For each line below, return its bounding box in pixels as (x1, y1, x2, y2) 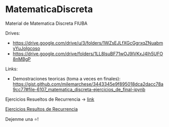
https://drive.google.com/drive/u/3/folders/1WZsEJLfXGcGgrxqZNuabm (12, 39, 163, 46)
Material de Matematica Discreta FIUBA (5, 20, 88, 26)
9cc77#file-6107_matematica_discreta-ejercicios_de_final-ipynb (12, 86, 146, 92)
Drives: (5, 30, 20, 36)
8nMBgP (12, 56, 31, 62)
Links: (5, 66, 18, 72)
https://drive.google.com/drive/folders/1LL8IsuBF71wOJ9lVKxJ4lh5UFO (12, 51, 163, 57)
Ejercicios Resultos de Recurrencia (5, 106, 78, 112)
